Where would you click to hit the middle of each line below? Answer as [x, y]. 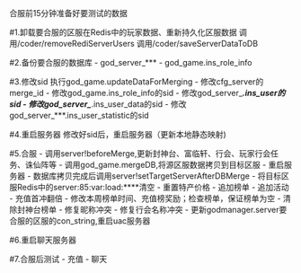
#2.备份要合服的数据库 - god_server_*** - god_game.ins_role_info [131, 62]
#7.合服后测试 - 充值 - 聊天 [58, 259]
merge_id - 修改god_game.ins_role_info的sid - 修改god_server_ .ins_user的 [147, 93]
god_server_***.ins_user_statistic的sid [80, 115]
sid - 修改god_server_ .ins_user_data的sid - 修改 [98, 104]
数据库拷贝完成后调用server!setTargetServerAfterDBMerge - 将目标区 [161, 176]
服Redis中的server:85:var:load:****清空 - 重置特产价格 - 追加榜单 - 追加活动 [149, 187]
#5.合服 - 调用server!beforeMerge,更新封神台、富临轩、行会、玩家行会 [140, 154]
